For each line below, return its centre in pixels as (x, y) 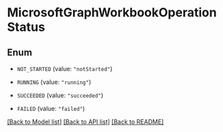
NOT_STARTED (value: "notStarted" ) (65, 69)
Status (26, 27)
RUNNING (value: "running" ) (54, 82)
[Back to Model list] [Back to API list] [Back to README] (86, 122)
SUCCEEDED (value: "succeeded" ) (60, 95)
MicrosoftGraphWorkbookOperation (112, 13)
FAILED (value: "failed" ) (51, 108)
